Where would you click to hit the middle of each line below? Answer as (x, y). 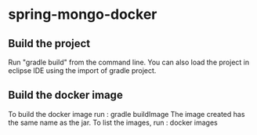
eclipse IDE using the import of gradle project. (82, 71)
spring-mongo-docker (83, 15)
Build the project (49, 44)
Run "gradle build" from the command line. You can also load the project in (128, 62)
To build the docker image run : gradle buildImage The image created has (127, 114)
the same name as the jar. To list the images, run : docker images (113, 122)
